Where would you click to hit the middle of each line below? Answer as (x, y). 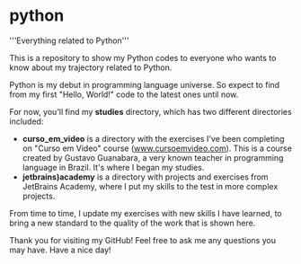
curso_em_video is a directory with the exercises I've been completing (153, 138)
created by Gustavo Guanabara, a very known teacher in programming (153, 157)
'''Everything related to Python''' (69, 40)
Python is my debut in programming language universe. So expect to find (145, 84)
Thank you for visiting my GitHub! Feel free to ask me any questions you (143, 240)
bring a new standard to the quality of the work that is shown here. (133, 223)
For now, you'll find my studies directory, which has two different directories (150, 111)
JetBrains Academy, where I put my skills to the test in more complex (150, 186)
